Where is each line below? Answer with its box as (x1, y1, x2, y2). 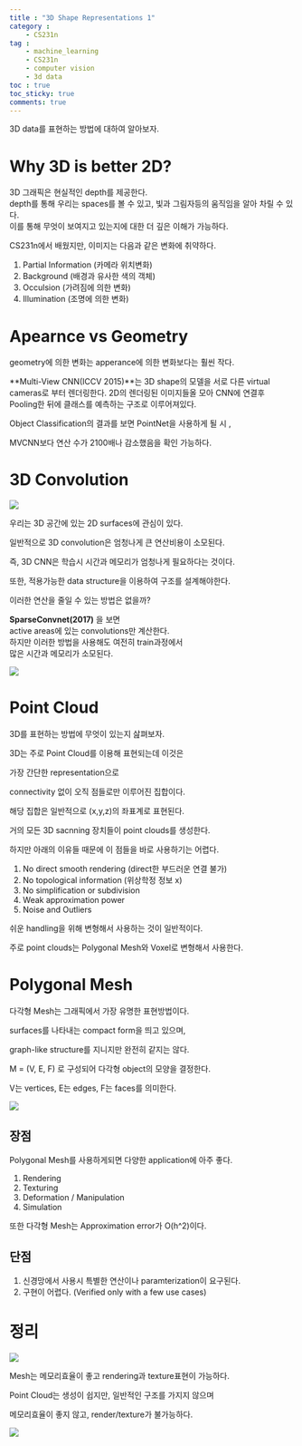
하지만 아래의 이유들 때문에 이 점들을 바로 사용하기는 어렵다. (9, 844, 220, 855)
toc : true (9, 81, 51, 90)
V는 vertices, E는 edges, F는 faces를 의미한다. (9, 1082, 177, 1093)
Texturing (22, 1182, 59, 1193)
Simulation (22, 1201, 62, 1212)
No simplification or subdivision (22, 885, 140, 896)
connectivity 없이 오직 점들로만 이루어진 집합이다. (9, 786, 185, 798)
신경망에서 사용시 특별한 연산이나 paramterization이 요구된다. (22, 1275, 241, 1286)
